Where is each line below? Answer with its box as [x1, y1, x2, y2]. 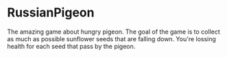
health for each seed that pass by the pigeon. [7, 42, 136, 50]
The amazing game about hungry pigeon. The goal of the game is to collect [7, 27, 221, 36]
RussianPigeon [7, 5, 95, 21]
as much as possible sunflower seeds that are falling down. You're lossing [7, 34, 216, 43]
